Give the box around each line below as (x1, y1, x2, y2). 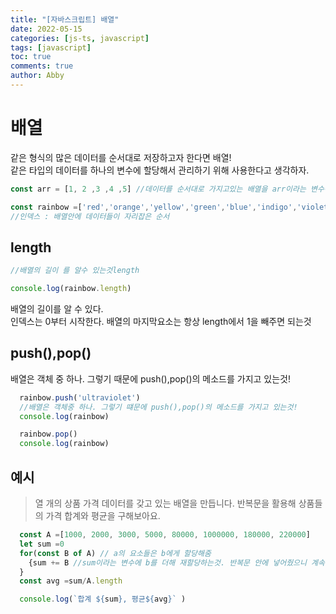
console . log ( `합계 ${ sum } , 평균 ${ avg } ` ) (19, 594, 187, 605)
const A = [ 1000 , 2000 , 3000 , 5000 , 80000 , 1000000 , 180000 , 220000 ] (19, 530, 311, 540)
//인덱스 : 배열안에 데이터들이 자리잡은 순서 (10, 211, 170, 221)
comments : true (10, 61, 74, 71)
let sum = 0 (19, 539, 65, 549)
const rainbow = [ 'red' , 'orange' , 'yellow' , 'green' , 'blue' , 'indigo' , (10, 202, 298, 212)
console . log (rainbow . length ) (10, 284, 132, 294)
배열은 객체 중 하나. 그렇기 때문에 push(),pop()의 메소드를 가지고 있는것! (10, 372, 292, 385)
